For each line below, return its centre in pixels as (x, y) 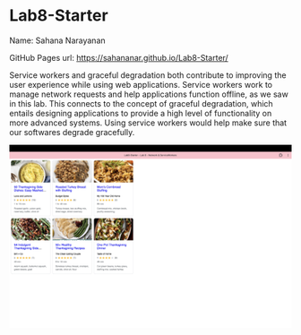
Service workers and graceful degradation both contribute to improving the (148, 75)
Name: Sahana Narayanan (57, 40)
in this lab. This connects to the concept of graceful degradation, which (141, 103)
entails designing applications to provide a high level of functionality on (141, 113)
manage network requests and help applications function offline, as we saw (149, 94)
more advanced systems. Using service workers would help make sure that (148, 123)
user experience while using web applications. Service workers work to (141, 84)
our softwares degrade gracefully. (72, 132)
